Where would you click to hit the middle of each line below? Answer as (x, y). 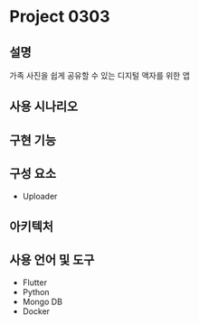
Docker (36, 311)
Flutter (35, 282)
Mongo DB (43, 301)
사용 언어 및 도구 (52, 260)
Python (36, 292)
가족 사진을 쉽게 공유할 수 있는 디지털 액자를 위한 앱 (99, 75)
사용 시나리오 (44, 107)
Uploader (40, 196)
